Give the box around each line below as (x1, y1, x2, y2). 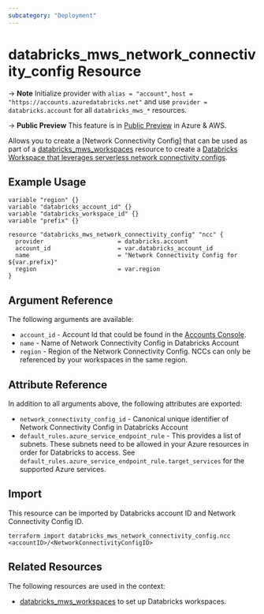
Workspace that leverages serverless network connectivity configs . (8, 152, 228, 162)
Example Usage (8, 175, 87, 189)
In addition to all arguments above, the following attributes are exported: (8, 399, 243, 408)
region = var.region (15, 265, 160, 273)
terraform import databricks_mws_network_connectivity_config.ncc (8, 532, 231, 540)
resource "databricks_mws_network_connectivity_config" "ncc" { (8, 230, 224, 239)
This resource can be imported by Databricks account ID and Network (8, 508, 236, 518)
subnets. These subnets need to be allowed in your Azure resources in (19, 440, 250, 448)
